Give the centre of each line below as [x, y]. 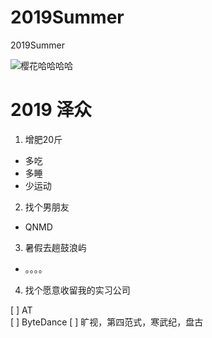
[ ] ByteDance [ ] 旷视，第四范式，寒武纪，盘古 [107, 322]
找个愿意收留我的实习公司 [77, 290]
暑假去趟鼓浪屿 [55, 247]
